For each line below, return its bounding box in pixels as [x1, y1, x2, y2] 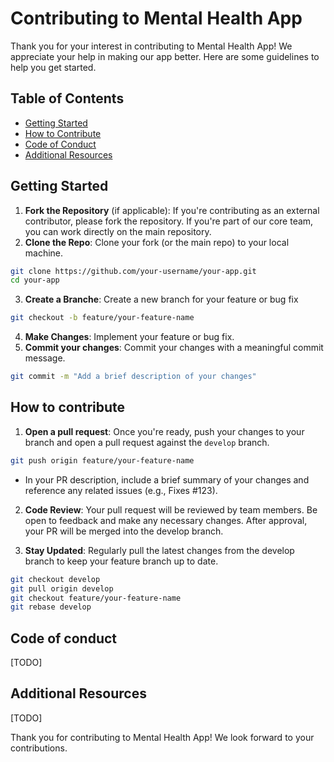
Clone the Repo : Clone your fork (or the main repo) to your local [24, 236, 290, 248]
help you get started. [10, 61, 97, 73]
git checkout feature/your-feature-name [10, 593, 182, 603]
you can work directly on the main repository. [24, 225, 212, 237]
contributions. [10, 742, 68, 754]
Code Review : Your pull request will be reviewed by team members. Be [24, 503, 318, 516]
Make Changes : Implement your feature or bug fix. [24, 331, 235, 343]
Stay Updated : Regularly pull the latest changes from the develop [24, 544, 295, 556]
